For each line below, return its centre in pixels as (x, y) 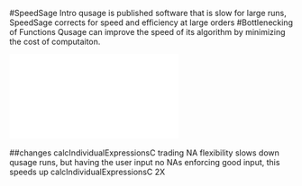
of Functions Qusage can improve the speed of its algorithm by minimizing (147, 32)
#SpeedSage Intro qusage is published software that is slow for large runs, (148, 13)
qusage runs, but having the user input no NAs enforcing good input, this (145, 162)
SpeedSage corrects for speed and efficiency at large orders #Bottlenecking (151, 22)
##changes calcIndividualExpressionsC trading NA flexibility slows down (144, 153)
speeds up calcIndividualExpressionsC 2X (87, 172)
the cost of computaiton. (55, 41)
